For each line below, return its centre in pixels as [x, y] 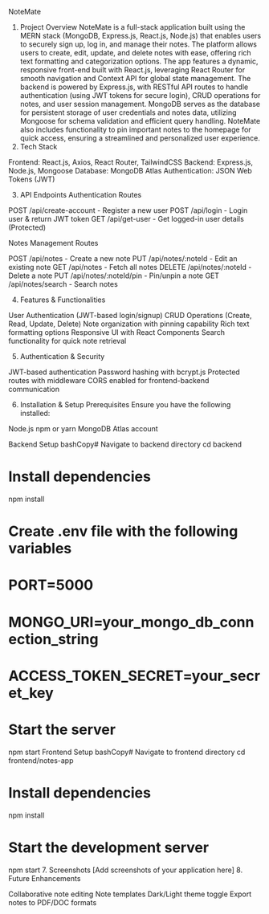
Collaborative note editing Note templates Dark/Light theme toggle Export [130, 894]
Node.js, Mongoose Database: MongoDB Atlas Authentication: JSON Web [130, 171]
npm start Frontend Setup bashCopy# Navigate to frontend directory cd [127, 752]
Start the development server [109, 847]
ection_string [53, 639]
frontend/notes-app [41, 760]
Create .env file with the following [123, 531]
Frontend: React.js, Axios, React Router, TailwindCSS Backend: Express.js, [130, 162]
